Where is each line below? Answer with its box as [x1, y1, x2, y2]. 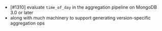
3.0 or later [10, 9, 34, 15]
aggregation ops [10, 20, 45, 26]
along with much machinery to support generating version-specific [10, 15, 151, 20]
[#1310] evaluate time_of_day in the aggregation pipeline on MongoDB [10, 4, 157, 10]
